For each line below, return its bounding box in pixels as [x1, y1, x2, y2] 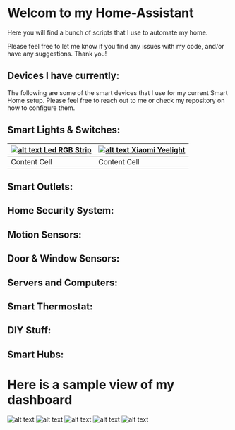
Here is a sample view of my [7, 376, 175, 393]
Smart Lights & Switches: [7, 124, 121, 136]
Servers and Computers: [7, 276, 118, 288]
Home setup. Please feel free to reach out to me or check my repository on [7, 96, 225, 104]
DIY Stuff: [7, 324, 52, 336]
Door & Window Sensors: [7, 252, 120, 265]
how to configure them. [7, 104, 76, 112]
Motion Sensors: [7, 228, 83, 240]
